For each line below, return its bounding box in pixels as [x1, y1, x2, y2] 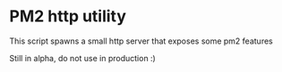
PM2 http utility [9, 6, 127, 27]
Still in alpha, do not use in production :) [9, 52, 157, 63]
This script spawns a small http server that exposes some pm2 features [9, 36, 273, 46]
